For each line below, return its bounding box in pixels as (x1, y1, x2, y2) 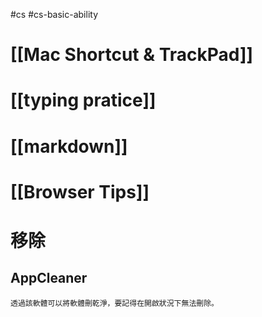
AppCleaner (10, 270, 88, 287)
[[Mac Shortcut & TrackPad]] (10, 44, 254, 66)
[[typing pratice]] (10, 89, 157, 112)
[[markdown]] (10, 135, 128, 158)
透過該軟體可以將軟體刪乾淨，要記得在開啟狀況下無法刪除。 (10, 298, 219, 308)
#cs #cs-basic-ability (10, 9, 98, 20)
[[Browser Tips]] (10, 180, 150, 203)
